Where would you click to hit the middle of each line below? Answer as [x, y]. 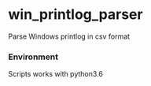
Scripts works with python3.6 [56, 74]
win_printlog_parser [75, 15]
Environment [33, 57]
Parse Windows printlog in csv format [69, 36]
